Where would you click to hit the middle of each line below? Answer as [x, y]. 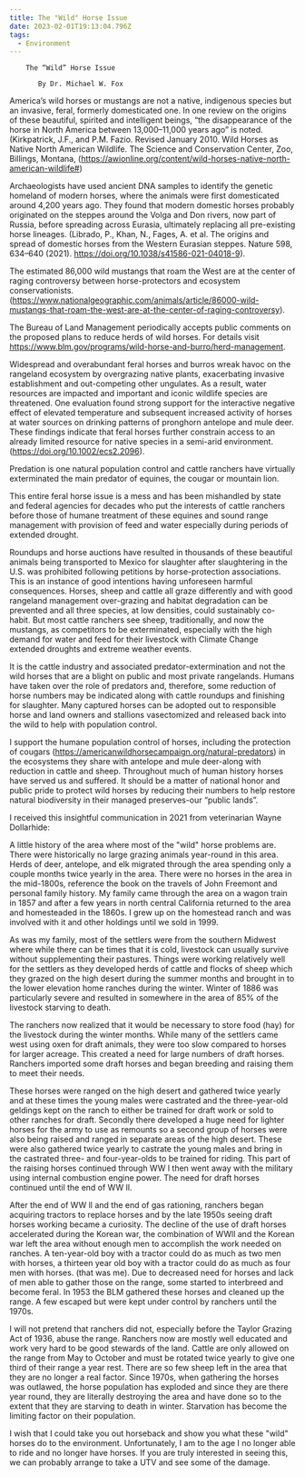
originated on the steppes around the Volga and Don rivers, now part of [143, 215]
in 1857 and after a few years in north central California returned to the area [150, 903]
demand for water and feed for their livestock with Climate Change [134, 639]
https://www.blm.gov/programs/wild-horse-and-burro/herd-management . [148, 347]
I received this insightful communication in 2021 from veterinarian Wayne [146, 818]
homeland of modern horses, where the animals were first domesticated [144, 195]
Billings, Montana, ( [45, 159]
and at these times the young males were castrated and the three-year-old [149, 1101]
